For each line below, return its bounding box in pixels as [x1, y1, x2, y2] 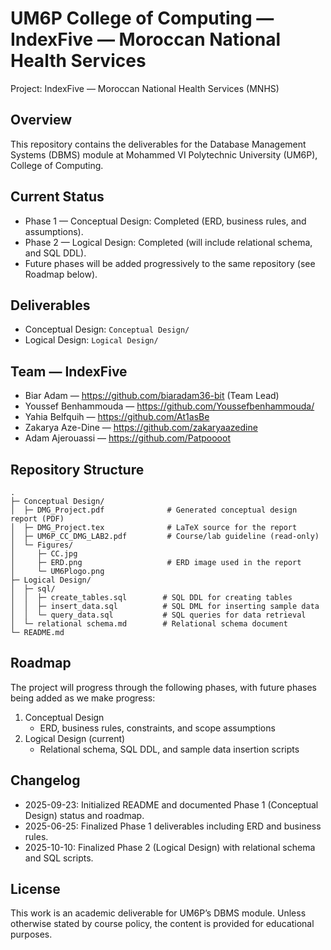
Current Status [10, 188, 105, 206]
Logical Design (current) [24, 732, 126, 744]
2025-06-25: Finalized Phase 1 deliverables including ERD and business [24, 820, 322, 832]
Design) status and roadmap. [24, 809, 145, 821]
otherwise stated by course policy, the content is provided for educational [10, 918, 315, 930]
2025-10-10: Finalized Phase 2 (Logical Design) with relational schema [24, 841, 316, 853]
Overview [10, 112, 73, 129]
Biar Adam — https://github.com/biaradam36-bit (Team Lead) [24, 390, 280, 402]
